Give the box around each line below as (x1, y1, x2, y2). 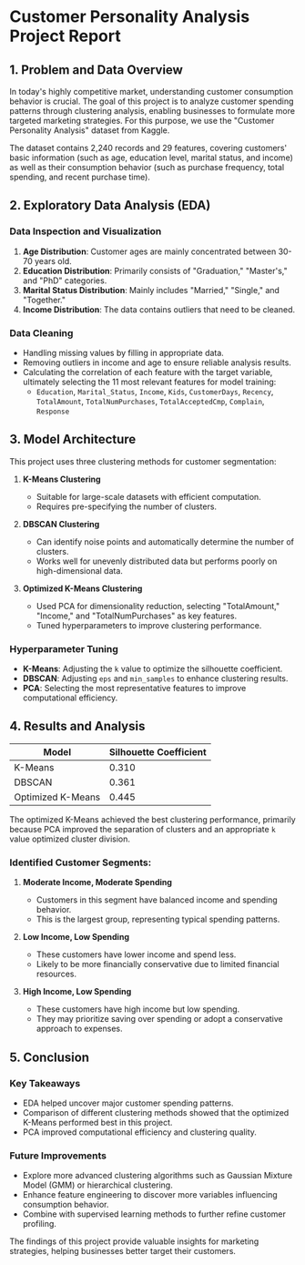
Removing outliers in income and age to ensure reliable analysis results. (22, 357, 291, 368)
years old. (35, 255, 73, 266)
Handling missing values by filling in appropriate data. (22, 347, 225, 358)
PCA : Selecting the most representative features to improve (22, 683, 247, 694)
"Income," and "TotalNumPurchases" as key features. (36, 610, 238, 621)
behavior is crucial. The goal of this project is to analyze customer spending (9, 96, 294, 107)
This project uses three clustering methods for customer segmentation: (9, 455, 277, 466)
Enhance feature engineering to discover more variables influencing (22, 1189, 278, 1200)
